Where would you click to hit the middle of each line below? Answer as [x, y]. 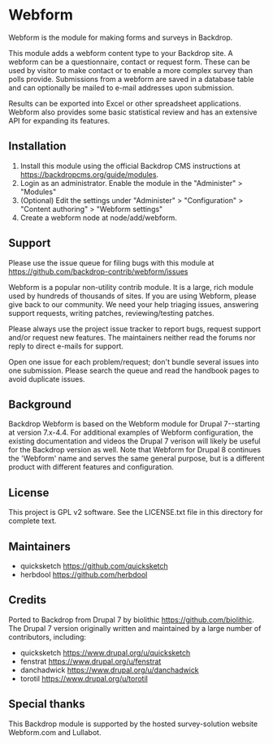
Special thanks [47, 704]
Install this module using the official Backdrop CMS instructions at [130, 166]
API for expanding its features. [59, 120]
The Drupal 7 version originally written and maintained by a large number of [135, 628]
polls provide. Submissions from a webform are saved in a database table [131, 79]
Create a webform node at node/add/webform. [98, 218]
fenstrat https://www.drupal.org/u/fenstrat [91, 661]
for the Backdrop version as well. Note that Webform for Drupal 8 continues [135, 450]
